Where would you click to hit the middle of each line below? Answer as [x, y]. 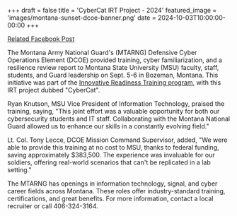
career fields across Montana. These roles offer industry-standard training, [116, 191]
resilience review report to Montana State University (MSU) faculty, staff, [113, 67]
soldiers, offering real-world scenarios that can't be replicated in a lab [109, 162]
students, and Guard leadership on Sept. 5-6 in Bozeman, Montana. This [113, 75]
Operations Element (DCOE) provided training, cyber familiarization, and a [115, 60]
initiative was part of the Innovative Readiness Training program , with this [114, 83]
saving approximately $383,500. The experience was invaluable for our [111, 155]
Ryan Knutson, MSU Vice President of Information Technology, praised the [116, 104]
